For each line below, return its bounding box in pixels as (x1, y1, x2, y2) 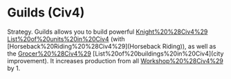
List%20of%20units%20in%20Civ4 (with (7, 34, 126, 43)
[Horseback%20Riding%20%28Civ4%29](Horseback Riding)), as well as (7, 42, 216, 50)
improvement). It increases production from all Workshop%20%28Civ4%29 (7, 56, 223, 65)
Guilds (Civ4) (7, 5, 85, 21)
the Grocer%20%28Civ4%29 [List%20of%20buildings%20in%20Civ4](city (7, 49, 224, 58)
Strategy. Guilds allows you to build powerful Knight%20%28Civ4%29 (7, 27, 208, 36)
